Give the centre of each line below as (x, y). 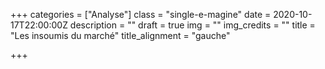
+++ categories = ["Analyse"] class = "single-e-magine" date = (141, 14)
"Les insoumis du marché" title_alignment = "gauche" (120, 35)
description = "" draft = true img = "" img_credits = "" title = (192, 25)
